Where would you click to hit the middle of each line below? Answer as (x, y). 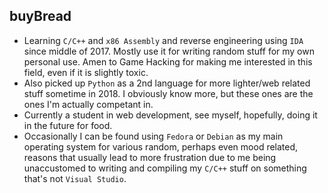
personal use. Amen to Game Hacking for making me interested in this (168, 61)
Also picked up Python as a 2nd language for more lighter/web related (167, 83)
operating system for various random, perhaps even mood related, (161, 146)
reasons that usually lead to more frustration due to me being (150, 157)
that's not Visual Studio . (75, 178)
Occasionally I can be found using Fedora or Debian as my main (153, 136)
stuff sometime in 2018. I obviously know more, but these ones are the (168, 93)
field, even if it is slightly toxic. (86, 72)
